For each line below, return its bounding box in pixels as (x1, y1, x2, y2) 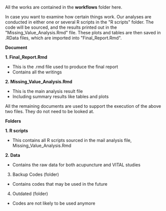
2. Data (5, 152, 20, 158)
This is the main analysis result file (12, 88, 83, 94)
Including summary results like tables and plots (12, 94, 109, 99)
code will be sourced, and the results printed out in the (5, 24, 117, 30)
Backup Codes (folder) (12, 171, 59, 177)
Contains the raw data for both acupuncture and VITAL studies (12, 162, 141, 168)
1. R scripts (5, 128, 28, 134)
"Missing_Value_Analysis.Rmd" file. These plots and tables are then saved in (5, 30, 161, 35)
